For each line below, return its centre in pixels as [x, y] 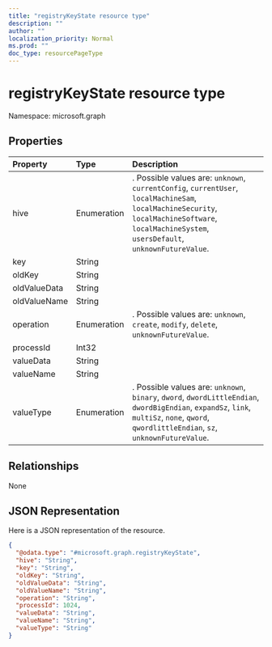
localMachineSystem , [171, 228]
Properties [36, 141]
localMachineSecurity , [175, 208]
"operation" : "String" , [55, 598]
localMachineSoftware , [175, 218]
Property [30, 164]
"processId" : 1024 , [49, 606]
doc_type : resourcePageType [56, 53]
